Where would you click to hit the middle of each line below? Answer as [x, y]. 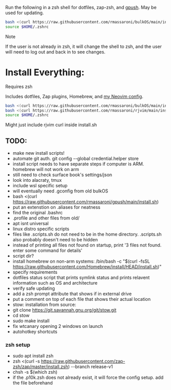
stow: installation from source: [44, 304]
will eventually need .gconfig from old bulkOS [60, 191]
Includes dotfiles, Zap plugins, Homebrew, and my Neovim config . [74, 96]
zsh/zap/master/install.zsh [40, 367]
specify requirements [35, 272]
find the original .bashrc [38, 213]
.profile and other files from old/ [46, 218]
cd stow [21, 316]
